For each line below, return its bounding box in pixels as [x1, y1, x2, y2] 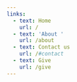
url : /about [19, 37, 54, 44]
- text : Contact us [13, 43, 71, 51]
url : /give [19, 63, 52, 71]
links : [6, 10, 26, 18]
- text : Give [13, 57, 52, 64]
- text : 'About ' [13, 30, 64, 38]
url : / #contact [19, 51, 64, 58]
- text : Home [13, 17, 52, 24]
